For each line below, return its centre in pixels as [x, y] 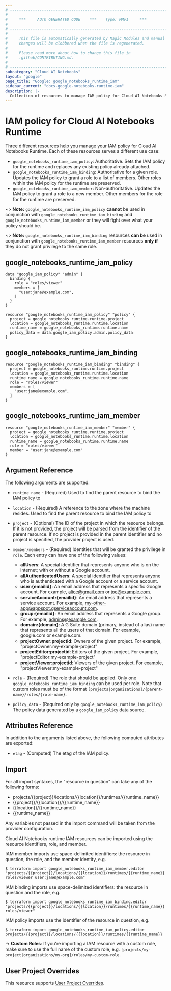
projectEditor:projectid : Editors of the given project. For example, [89, 652]
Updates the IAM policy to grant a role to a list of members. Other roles [87, 178]
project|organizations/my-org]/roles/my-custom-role [62, 955]
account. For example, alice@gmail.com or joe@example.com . [85, 592]
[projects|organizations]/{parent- [125, 689]
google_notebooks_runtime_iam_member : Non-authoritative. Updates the [86, 189]
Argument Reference [39, 470]
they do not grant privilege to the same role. [51, 247]
